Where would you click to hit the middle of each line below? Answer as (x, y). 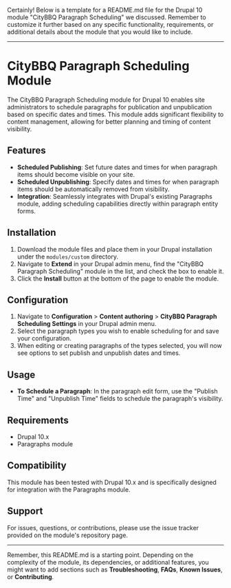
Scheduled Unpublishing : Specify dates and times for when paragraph (118, 182)
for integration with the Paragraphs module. (69, 489)
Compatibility (37, 466)
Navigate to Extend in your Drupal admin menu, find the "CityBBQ (110, 263)
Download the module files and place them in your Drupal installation (114, 249)
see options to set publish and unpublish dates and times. (99, 353)
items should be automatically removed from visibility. (93, 189)
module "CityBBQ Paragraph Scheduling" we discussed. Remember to (107, 17)
